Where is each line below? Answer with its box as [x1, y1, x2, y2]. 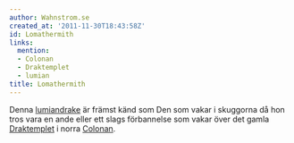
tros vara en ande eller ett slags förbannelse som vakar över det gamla [9, 114, 270, 124]
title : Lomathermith [9, 80, 87, 88]
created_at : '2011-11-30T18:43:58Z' [9, 21, 146, 30]
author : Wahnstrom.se [9, 13, 90, 22]
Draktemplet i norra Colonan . [9, 122, 116, 134]
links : [9, 38, 34, 47]
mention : [17, 46, 50, 55]
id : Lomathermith [9, 29, 74, 38]
